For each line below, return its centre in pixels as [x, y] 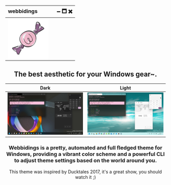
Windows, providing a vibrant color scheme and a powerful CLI [85, 154]
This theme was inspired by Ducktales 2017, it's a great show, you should [85, 172]
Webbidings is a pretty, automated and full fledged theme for [85, 148]
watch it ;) [85, 177]
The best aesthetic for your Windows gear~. [85, 74]
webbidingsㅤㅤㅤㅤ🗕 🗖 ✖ [40, 11]
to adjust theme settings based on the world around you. [85, 161]
